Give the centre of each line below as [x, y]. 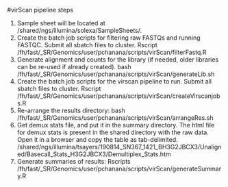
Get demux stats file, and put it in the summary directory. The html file [116, 125]
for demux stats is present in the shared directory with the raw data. [113, 132]
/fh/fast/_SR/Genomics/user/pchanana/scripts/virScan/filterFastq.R [112, 52]
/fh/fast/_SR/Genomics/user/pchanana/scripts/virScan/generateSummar [119, 169]
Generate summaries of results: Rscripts [74, 161]
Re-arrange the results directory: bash [71, 110]
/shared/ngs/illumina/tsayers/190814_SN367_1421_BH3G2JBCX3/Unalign [119, 147]
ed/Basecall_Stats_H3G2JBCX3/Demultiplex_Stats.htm [94, 154]
